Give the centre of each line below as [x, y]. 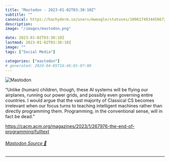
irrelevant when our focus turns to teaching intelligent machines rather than [84, 106]
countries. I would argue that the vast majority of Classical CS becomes [80, 100]
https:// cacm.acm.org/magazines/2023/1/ [49, 126]
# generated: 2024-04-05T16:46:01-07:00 [49, 66]
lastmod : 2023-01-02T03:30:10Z [38, 43]
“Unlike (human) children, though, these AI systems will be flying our [77, 90]
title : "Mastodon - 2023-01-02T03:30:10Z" [51, 10]
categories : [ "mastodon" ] [32, 61]
